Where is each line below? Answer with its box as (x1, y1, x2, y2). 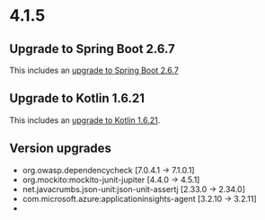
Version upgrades (9, 141, 112, 156)
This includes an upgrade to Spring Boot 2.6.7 (9, 65, 180, 75)
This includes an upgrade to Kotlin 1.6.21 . (9, 114, 161, 126)
